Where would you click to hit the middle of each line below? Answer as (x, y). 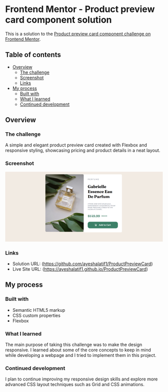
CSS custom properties (36, 315)
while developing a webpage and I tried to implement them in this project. (81, 355)
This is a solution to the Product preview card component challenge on (78, 34)
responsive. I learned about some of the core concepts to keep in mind (78, 350)
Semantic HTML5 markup (39, 310)
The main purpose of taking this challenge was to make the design (74, 344)
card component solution (58, 20)
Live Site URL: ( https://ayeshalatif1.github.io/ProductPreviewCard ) (80, 269)
